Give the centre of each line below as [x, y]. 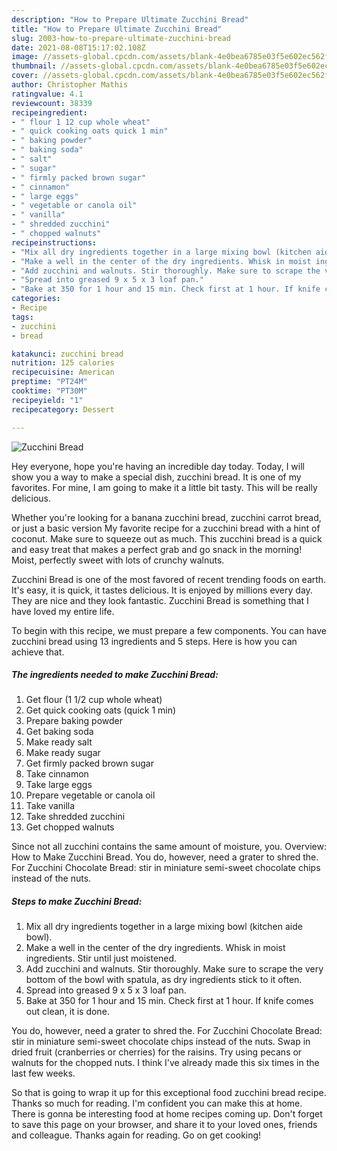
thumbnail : [34, 66]
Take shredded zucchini [75, 817]
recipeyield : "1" [47, 400]
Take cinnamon [57, 774]
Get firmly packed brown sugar [89, 763]
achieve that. [38, 652]
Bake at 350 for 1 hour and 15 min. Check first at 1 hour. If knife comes [169, 1001]
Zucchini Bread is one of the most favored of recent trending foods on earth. [169, 579]
